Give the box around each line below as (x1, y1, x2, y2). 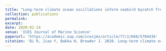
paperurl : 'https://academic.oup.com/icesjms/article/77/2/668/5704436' (5, 34, 158, 39)
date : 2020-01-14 (5, 25, 41, 30)
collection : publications (5, 12, 58, 17)
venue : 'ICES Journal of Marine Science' (5, 30, 92, 34)
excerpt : (5, 20, 23, 26)
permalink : (5, 16, 28, 21)
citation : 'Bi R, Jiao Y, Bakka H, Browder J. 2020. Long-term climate (5, 39, 156, 44)
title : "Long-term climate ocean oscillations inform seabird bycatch (5, 7, 154, 12)
